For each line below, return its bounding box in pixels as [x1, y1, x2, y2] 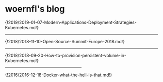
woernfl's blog [5, 3, 65, 15]
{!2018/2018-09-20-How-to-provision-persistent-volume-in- [5, 52, 127, 58]
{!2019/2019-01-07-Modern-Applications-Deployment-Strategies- [5, 19, 137, 25]
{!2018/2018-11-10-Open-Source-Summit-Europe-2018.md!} [5, 38, 125, 44]
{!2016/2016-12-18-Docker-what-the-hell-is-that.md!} [5, 72, 113, 78]
